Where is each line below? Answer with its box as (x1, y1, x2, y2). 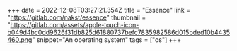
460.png (7, 36, 33, 44)
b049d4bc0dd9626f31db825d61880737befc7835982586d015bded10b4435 (7, 28, 230, 36)
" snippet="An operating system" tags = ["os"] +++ (31, 36, 182, 44)
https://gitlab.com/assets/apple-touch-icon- (10, 21, 139, 29)
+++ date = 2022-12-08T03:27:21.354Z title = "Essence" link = (7, 6, 191, 14)
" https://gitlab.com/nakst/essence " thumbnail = (7, 13, 146, 22)
